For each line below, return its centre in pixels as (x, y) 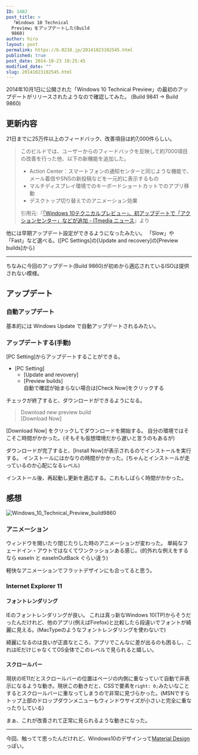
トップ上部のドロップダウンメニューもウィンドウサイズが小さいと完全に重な (99, 701)
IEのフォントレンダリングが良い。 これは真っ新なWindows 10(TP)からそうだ (99, 615)
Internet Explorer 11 (34, 586)
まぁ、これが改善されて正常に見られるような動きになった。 (78, 721)
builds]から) (21, 248)
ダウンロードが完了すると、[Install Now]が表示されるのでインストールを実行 (99, 451)
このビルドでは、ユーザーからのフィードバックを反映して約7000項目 (104, 152)
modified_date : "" (29, 66)
